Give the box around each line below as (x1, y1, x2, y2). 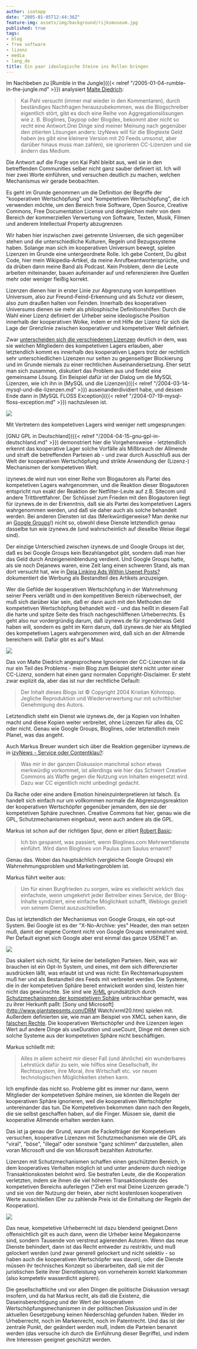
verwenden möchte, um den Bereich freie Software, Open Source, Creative (6, 202, 188, 209)
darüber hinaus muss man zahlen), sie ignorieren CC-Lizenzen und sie (20, 141, 192, 148)
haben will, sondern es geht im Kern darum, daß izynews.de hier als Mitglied (6, 623, 191, 631)
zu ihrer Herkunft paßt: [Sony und (6, 1001, 88, 1008)
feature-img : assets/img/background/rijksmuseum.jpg (6, 19, 138, 25)
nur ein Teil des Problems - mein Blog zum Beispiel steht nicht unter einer (6, 664, 184, 672)
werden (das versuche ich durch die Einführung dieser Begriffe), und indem (6, 1330, 189, 1337)
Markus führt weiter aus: (6, 874, 66, 881)
